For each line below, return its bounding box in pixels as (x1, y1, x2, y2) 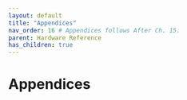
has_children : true (8, 41, 74, 49)
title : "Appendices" (8, 19, 78, 27)
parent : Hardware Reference (8, 33, 102, 42)
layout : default (8, 11, 62, 20)
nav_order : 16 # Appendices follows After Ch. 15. (8, 26, 181, 34)
